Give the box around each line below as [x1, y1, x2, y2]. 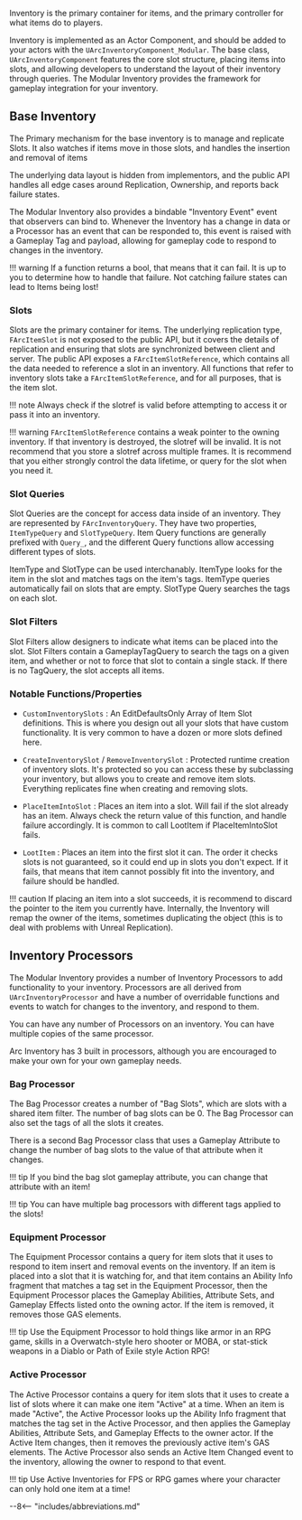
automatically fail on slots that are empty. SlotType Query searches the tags [9, 583, 290, 595]
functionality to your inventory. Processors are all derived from [9, 981, 242, 992]
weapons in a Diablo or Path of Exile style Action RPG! [9, 1346, 210, 1356]
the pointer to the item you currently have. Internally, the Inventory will [9, 903, 270, 914]
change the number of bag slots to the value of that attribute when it [9, 1145, 263, 1156]
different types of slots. [9, 547, 96, 558]
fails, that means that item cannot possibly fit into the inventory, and [22, 867, 275, 877]
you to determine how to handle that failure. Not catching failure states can [9, 271, 288, 283]
